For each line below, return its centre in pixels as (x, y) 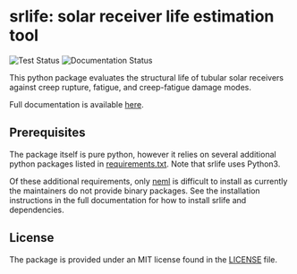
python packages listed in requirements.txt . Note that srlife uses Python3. (145, 164)
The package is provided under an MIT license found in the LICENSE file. (143, 259)
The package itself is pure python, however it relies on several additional (143, 154)
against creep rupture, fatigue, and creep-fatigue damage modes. (131, 87)
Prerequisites (47, 133)
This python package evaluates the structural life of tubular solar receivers (147, 77)
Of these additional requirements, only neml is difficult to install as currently (148, 181)
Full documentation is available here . (77, 104)
